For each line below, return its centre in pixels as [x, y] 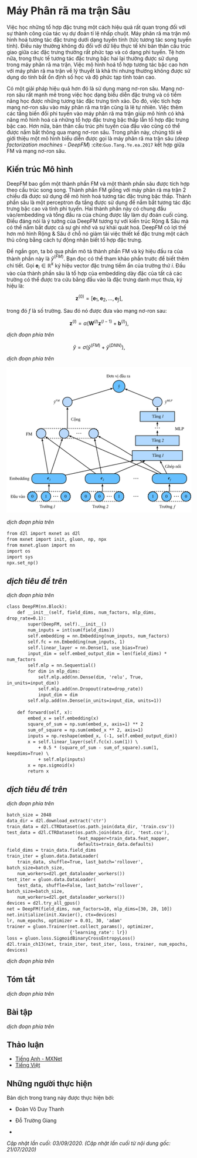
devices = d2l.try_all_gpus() [44, 903]
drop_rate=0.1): [26, 618]
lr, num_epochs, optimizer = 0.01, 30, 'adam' [64, 921]
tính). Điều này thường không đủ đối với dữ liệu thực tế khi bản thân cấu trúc [98, 46]
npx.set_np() [23, 563]
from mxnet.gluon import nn [41, 545]
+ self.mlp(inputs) [62, 759]
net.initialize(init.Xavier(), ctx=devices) [62, 915]
